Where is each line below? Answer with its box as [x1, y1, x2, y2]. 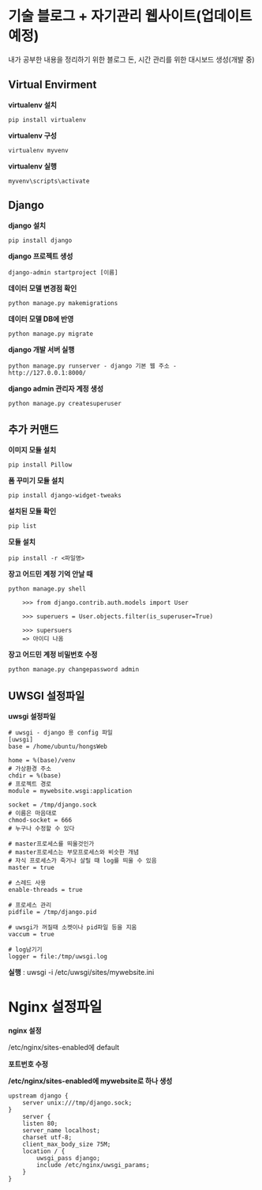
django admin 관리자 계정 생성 [8, 383, 104, 393]
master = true [8, 863, 55, 872]
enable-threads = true [8, 886, 83, 894]
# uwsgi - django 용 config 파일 [8, 729, 113, 737]
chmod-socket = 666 [8, 816, 73, 825]
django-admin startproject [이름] [8, 268, 118, 277]
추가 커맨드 [8, 422, 59, 436]
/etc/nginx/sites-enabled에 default [8, 1043, 120, 1052]
